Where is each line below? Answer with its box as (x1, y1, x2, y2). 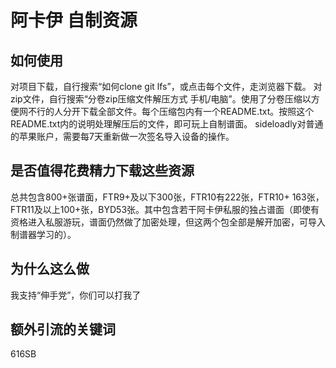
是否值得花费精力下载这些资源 (10, 162, 195, 180)
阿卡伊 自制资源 (10, 9, 138, 32)
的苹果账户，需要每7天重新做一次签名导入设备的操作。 (10, 131, 235, 142)
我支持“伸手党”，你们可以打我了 (10, 289, 142, 301)
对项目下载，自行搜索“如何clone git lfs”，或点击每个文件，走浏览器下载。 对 (10, 81, 323, 92)
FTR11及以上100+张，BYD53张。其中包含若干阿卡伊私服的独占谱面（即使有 (10, 203, 320, 215)
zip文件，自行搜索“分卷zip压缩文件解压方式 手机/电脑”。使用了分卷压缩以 (10, 93, 312, 105)
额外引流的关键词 (10, 321, 116, 338)
